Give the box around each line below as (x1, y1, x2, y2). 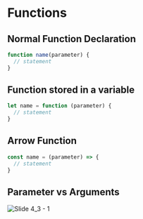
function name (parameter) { (7, 51, 90, 58)
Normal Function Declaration (7, 33, 136, 45)
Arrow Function (7, 135, 77, 147)
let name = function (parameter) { (7, 102, 112, 109)
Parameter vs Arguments (7, 186, 120, 198)
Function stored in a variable (7, 84, 135, 96)
